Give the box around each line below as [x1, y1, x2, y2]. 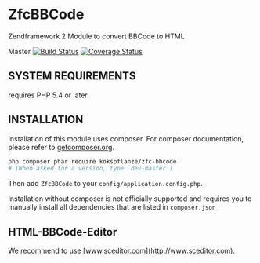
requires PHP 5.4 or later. [8, 90, 90, 100]
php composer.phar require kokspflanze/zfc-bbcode [8, 157, 177, 166]
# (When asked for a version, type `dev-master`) [8, 165, 174, 173]
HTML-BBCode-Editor [8, 225, 117, 239]
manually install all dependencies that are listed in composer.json [8, 203, 216, 212]
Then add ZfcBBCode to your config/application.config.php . [8, 179, 203, 188]
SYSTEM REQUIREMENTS [8, 69, 136, 83]
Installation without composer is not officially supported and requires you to [8, 194, 252, 203]
